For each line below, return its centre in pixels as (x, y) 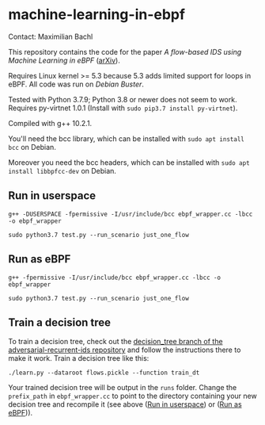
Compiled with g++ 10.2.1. (50, 123)
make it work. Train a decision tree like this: (79, 358)
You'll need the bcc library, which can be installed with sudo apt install (127, 138)
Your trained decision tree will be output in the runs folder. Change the (123, 388)
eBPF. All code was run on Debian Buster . (76, 84)
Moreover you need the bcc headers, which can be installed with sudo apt (129, 162)
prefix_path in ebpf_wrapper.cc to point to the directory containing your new (132, 396)
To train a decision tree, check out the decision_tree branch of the (115, 342)
